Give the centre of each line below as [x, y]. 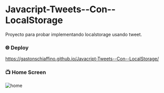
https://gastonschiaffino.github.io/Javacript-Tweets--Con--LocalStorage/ [82, 59]
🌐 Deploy [17, 48]
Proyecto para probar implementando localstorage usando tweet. [74, 34]
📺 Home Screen [26, 73]
